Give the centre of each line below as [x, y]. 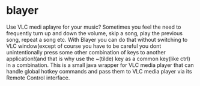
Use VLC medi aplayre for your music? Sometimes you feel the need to [94, 27]
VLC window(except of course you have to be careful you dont [84, 46]
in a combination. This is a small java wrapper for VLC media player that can [100, 65]
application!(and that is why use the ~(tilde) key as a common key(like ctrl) [98, 59]
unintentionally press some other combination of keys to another [86, 52]
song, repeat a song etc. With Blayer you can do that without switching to [97, 39]
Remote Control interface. [38, 78]
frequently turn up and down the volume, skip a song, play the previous [95, 33]
